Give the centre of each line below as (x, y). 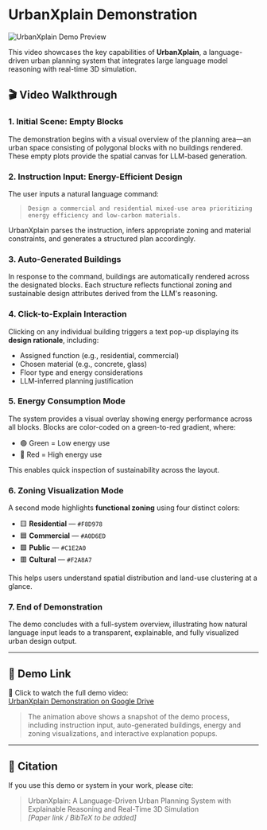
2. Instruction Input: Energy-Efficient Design (95, 177)
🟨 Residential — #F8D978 (61, 524)
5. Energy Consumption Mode (67, 401)
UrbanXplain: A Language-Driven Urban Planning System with (130, 801)
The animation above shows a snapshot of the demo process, (129, 717)
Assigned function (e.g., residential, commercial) (99, 355)
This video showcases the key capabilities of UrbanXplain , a (108, 52)
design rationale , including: (54, 340)
